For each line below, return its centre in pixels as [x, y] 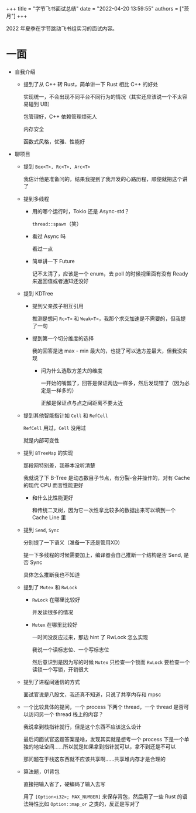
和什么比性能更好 [53, 498]
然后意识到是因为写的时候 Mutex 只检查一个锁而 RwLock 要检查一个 [111, 662]
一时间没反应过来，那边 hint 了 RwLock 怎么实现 [90, 637]
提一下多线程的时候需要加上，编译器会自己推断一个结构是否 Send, [103, 555]
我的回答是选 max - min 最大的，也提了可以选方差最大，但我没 [107, 351]
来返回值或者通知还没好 [60, 281]
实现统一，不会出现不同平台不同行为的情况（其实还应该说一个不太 [103, 96]
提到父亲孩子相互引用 [58, 306]
